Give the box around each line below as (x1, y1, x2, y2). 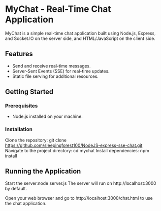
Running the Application (5, 167, 81, 176)
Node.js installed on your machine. (12, 113, 83, 119)
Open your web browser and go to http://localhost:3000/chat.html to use (5, 195, 153, 201)
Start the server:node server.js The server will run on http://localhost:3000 (5, 180, 157, 186)
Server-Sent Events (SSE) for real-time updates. (12, 68, 110, 74)
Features (5, 50, 33, 58)
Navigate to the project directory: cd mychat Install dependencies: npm (5, 147, 149, 153)
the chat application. (5, 200, 47, 206)
